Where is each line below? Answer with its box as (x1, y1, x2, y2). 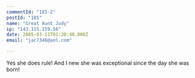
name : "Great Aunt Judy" (6, 20, 69, 26)
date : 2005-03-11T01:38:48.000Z (6, 32, 88, 38)
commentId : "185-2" (6, 9, 56, 15)
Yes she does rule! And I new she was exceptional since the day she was (6, 59, 190, 66)
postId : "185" (6, 15, 43, 21)
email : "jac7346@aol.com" (6, 37, 72, 43)
